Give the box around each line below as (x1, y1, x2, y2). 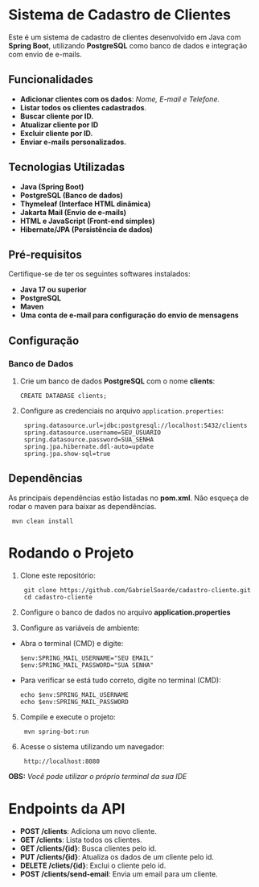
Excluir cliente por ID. (19, 128, 93, 138)
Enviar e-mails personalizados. (19, 137, 127, 147)
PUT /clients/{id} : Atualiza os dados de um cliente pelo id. (19, 852, 215, 861)
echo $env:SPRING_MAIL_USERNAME (19, 690, 129, 698)
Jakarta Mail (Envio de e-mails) (19, 207, 127, 217)
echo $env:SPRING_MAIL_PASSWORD (19, 698, 129, 706)
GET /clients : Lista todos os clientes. (19, 835, 142, 844)
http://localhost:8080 (23, 757, 101, 765)
